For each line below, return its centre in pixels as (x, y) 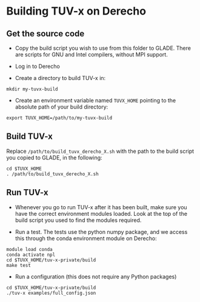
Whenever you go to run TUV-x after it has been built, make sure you (101, 207)
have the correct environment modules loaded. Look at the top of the (101, 213)
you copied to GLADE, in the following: (54, 157)
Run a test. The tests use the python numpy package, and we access (101, 232)
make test (19, 265)
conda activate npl (31, 255)
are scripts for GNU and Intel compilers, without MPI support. (91, 55)
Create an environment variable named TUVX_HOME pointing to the (95, 100)
